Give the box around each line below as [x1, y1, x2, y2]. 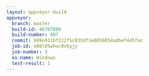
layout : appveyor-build [6, 9, 67, 15]
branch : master [12, 20, 51, 26]
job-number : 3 [12, 49, 48, 55]
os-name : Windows [12, 55, 56, 61]
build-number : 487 [12, 32, 59, 38]
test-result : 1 [12, 60, 51, 66]
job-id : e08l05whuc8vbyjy [12, 44, 78, 50]
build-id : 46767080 [12, 26, 62, 32]
